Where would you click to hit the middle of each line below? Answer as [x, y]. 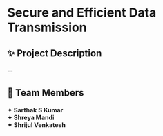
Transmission [47, 27]
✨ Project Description [55, 53]
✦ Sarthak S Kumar [35, 110]
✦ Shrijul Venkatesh [36, 125]
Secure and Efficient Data [82, 13]
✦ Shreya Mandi [31, 118]
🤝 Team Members [46, 93]
